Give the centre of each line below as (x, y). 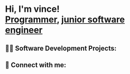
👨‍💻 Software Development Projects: (61, 48)
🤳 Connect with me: (36, 65)
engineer (24, 30)
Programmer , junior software (65, 19)
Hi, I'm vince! (32, 9)
